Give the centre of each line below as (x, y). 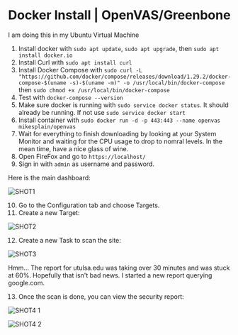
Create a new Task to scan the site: (69, 240)
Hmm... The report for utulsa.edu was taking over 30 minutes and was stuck (119, 268)
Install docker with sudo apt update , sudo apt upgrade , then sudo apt (119, 48)
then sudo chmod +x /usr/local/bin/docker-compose (94, 89)
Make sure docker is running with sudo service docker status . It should (123, 105)
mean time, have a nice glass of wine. (73, 148)
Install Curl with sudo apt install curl (75, 62)
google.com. (27, 282)
